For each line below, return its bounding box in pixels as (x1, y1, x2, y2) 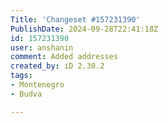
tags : (10, 71, 33, 81)
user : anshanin (10, 42, 74, 53)
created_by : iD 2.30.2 (10, 61, 105, 71)
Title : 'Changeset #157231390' (10, 14, 141, 25)
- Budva (10, 89, 43, 99)
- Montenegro (10, 80, 65, 90)
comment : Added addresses (10, 52, 118, 62)
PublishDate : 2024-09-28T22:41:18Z (10, 24, 159, 34)
